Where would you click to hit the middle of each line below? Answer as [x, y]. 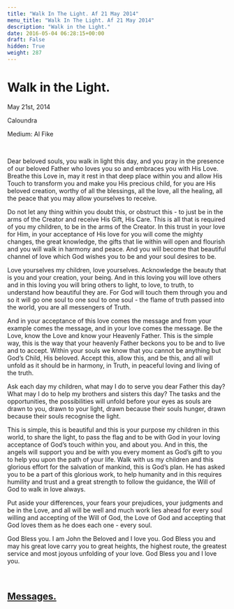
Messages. [32, 597]
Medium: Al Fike [30, 134]
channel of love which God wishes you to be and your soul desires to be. [112, 256]
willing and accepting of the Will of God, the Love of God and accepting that [116, 517]
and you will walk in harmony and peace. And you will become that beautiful [117, 248]
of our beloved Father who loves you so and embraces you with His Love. [113, 168]
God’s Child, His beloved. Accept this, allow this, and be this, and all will [110, 358]
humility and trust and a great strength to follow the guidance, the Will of [111, 482]
